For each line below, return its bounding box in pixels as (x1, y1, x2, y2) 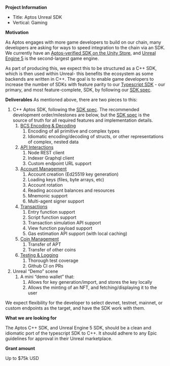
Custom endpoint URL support (27, 160, 92, 167)
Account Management (20, 166, 67, 172)
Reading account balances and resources (27, 187, 115, 193)
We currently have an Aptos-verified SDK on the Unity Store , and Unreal (5, 50, 156, 56)
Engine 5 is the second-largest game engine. (5, 55, 99, 61)
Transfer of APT (27, 241, 61, 247)
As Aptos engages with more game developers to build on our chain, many (5, 39, 161, 45)
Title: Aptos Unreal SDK (12, 14, 62, 20)
